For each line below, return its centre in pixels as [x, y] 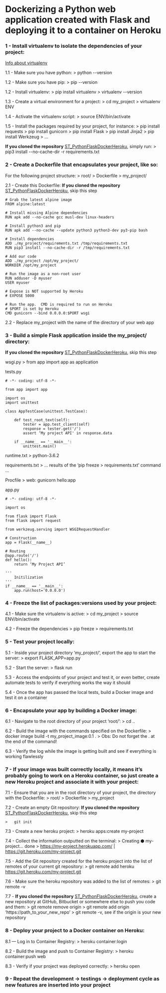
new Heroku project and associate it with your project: [72, 782]
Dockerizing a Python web [60, 9]
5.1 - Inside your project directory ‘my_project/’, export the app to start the [80, 653]
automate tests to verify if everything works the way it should [68, 682]
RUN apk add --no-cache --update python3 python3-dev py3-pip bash [77, 230]
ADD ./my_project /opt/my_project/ [42, 261]
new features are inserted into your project [58, 985]
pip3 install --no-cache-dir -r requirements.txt [52, 152]
